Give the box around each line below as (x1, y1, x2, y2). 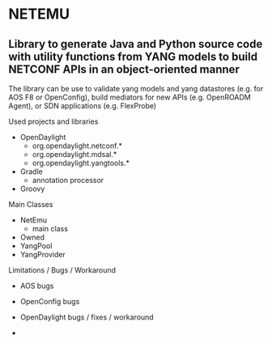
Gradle (19, 167, 43, 176)
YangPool (19, 241, 53, 251)
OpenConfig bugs (19, 297, 80, 306)
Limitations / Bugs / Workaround (8, 265, 116, 275)
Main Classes (8, 200, 53, 209)
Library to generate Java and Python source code (8, 37, 263, 51)
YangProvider (19, 250, 66, 259)
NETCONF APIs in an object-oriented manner (8, 62, 240, 76)
